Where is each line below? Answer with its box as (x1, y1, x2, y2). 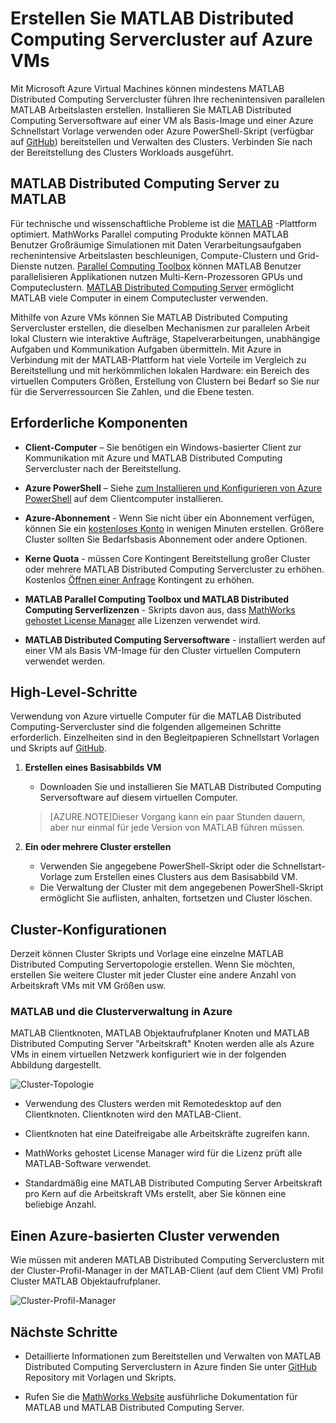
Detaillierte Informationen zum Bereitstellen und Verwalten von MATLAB (24, 1350, 322, 1362)
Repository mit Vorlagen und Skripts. (24, 1372, 177, 1384)
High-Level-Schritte (10, 683, 138, 701)
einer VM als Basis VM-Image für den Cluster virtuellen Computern (24, 644, 301, 656)
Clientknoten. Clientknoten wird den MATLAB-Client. (24, 1108, 242, 1121)
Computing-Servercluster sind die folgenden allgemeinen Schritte (10, 721, 282, 733)
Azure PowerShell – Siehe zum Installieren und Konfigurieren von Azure (24, 482, 323, 494)
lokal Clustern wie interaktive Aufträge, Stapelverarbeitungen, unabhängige (10, 332, 321, 344)
